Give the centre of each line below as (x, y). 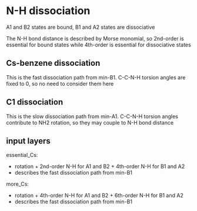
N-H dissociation (48, 11)
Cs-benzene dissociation (53, 63)
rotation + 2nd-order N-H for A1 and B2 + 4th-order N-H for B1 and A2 (100, 166)
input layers (29, 141)
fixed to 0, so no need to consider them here (60, 83)
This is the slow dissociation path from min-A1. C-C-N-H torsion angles (92, 116)
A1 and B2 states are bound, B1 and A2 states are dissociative (81, 27)
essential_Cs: (22, 155)
